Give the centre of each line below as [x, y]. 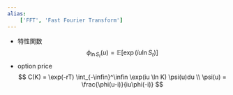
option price [35, 66]
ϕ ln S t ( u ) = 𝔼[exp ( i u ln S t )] [122, 54]
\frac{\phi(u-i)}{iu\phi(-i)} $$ [122, 84]
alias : [17, 14]
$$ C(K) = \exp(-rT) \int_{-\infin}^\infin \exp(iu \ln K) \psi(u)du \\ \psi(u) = [122, 77]
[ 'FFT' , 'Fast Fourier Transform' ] [72, 20]
